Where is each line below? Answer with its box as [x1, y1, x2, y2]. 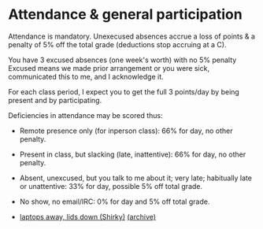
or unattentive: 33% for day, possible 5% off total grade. [19, 181, 203, 190]
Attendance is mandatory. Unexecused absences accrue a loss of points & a [8, 31, 256, 41]
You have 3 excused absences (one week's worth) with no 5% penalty [8, 55, 237, 65]
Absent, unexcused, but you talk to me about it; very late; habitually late [19, 173, 252, 183]
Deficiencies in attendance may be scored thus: [8, 110, 163, 120]
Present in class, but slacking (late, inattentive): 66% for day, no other [19, 150, 246, 159]
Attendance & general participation [8, 6, 243, 24]
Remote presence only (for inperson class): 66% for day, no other [19, 126, 233, 135]
